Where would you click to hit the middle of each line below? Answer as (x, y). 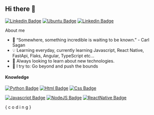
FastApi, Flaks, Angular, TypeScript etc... (53, 56)
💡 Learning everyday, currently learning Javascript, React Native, (78, 50)
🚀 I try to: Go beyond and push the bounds (55, 66)
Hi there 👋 (20, 9)
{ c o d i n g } (18, 107)
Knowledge (17, 77)
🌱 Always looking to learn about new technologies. (63, 61)
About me (15, 30)
